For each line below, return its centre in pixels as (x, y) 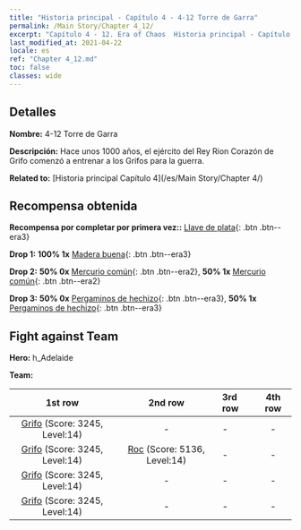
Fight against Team (64, 336)
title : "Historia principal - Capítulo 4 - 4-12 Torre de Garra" (133, 17)
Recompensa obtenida (73, 205)
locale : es (30, 51)
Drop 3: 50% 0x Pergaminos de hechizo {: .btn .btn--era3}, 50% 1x (133, 299)
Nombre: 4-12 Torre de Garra (64, 133)
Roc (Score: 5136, (167, 449)
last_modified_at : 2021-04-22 (66, 43)
